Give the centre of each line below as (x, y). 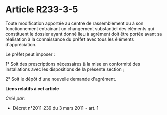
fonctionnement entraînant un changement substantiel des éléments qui (80, 28)
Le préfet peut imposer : (30, 54)
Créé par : (15, 98)
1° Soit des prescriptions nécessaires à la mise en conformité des (73, 64)
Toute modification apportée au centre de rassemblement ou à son (74, 23)
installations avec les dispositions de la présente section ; (65, 69)
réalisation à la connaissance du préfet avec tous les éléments (70, 39)
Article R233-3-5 (42, 9)
